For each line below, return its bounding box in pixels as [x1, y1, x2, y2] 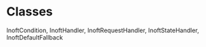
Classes [6, 4, 53, 19]
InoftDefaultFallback [6, 33, 63, 41]
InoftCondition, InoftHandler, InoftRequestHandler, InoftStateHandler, [6, 26, 199, 34]
